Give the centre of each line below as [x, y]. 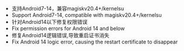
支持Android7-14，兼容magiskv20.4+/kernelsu [68, 8]
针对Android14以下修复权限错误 [49, 22]
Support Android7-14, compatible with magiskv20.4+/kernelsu [86, 15]
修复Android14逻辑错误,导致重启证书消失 [60, 35]
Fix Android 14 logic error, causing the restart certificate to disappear [95, 42]
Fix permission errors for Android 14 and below [68, 28]
